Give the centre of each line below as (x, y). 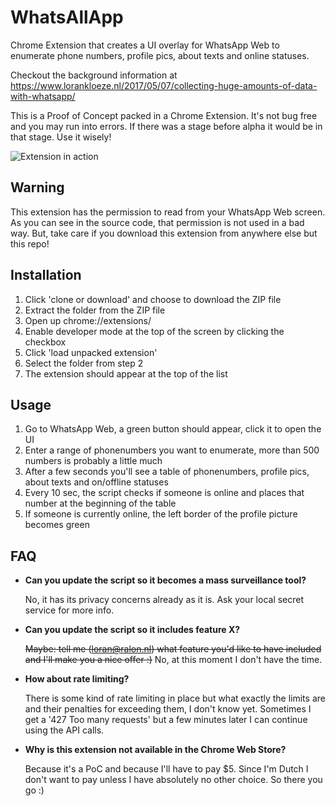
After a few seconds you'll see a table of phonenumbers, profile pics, (167, 472)
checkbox (45, 342)
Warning (37, 187)
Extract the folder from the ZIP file (95, 310)
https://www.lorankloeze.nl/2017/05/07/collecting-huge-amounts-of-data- (164, 85)
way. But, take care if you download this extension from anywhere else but (164, 233)
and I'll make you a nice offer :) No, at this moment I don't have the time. (173, 660)
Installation (46, 275)
